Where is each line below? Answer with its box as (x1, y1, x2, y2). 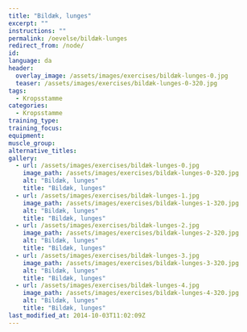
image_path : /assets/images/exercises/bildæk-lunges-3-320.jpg (23, 259, 240, 267)
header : (8, 64, 35, 73)
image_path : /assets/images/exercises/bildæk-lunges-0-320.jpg (23, 169, 240, 177)
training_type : (8, 117, 60, 125)
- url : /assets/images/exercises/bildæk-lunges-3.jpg (15, 251, 200, 259)
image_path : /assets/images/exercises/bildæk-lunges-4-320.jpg (23, 289, 240, 297)
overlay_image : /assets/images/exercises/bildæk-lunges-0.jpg (15, 72, 228, 80)
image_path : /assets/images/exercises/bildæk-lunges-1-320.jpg (23, 199, 240, 207)
